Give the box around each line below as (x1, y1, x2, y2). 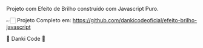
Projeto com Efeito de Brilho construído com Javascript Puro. (6, 5, 159, 12)
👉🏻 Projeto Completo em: (6, 17, 72, 23)
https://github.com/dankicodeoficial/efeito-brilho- (72, 17, 198, 23)
